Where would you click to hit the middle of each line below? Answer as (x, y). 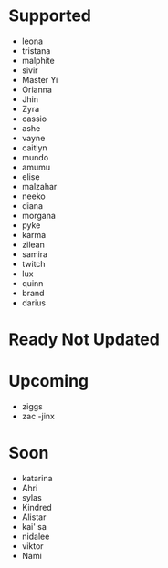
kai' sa (34, 527)
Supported (50, 16)
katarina (37, 478)
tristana (36, 50)
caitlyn (34, 148)
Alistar (34, 517)
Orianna (37, 89)
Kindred (37, 507)
